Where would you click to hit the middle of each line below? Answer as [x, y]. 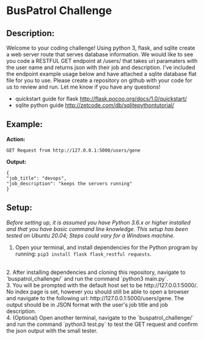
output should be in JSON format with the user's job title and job [87, 305]
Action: [16, 139]
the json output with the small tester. [52, 330]
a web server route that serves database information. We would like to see [100, 54]
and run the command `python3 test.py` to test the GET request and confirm [102, 324]
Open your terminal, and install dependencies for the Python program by [106, 247]
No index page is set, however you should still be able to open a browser [98, 292]
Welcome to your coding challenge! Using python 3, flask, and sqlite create [101, 48]
